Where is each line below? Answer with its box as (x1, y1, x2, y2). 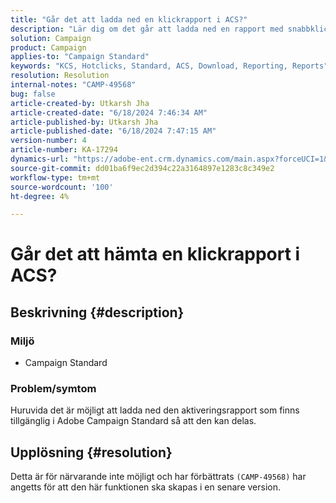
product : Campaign (10, 42, 87, 53)
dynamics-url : (10, 154, 70, 164)
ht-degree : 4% (10, 191, 70, 201)
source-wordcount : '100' (10, 182, 114, 192)
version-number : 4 (10, 136, 87, 146)
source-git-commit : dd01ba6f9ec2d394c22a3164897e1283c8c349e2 (10, 163, 275, 173)
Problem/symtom (10, 382, 97, 396)
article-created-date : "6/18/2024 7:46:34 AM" (10, 107, 208, 118)
